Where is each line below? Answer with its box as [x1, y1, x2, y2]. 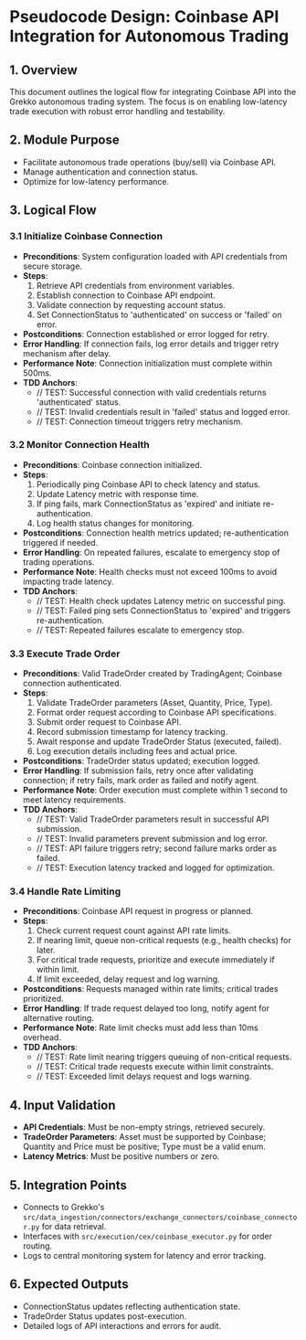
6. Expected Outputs [9, 1277, 130, 1292]
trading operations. [22, 556, 95, 568]
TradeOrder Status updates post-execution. [22, 1310, 187, 1322]
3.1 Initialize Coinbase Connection [9, 230, 163, 243]
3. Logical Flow [9, 203, 98, 218]
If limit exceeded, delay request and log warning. [36, 973, 221, 984]
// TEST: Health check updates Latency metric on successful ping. [36, 595, 286, 606]
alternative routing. [22, 1013, 94, 1024]
